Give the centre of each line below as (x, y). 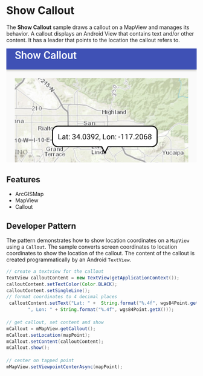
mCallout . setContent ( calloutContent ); (55, 342)
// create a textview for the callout (55, 271)
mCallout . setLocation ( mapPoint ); (48, 335)
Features (23, 180)
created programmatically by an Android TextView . (69, 260)
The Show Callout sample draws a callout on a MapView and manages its (98, 27)
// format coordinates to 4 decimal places (62, 297)
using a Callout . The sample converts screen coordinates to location (92, 247)
